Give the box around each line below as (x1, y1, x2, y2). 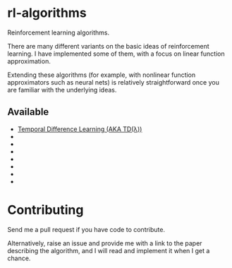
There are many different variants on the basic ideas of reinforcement (7, 42, 209, 50)
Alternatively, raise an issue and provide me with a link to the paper (7, 238, 202, 248)
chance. (7, 254, 31, 262)
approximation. (7, 56, 51, 65)
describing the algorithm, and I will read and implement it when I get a (7, 246, 210, 255)
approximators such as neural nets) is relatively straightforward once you (7, 78, 220, 86)
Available (7, 106, 49, 118)
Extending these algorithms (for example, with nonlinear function (7, 71, 196, 79)
